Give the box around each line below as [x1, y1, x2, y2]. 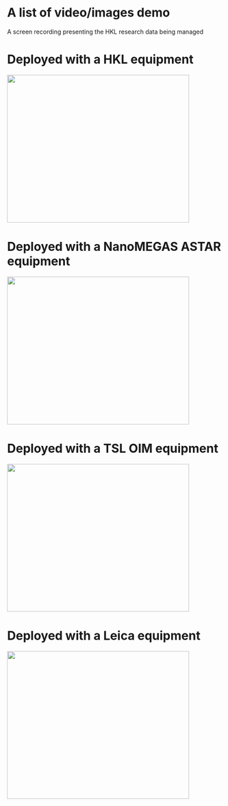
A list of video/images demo [7, 5, 170, 21]
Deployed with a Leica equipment [7, 627, 201, 643]
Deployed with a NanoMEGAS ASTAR [7, 239, 221, 255]
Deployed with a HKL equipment [7, 52, 194, 67]
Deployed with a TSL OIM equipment [7, 441, 219, 456]
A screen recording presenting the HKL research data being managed [7, 27, 204, 36]
